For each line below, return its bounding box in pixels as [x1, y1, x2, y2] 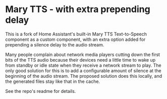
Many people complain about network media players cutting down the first [5, 52, 160, 58]
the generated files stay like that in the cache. [5, 78, 100, 84]
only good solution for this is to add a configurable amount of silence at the [5, 67, 161, 74]
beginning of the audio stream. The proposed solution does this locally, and [5, 73, 162, 79]
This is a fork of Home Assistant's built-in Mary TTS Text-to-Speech [5, 31, 147, 37]
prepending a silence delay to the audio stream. [5, 41, 104, 47]
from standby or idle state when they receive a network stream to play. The [5, 62, 161, 68]
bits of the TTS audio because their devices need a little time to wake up [5, 57, 156, 63]
